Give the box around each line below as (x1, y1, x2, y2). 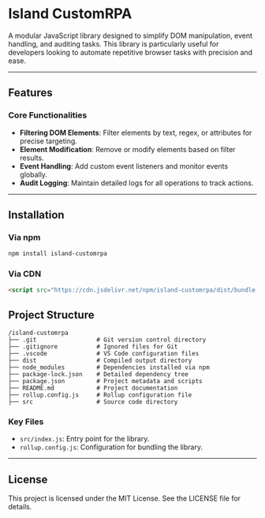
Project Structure (8, 308, 95, 322)
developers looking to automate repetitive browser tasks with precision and (8, 47, 253, 57)
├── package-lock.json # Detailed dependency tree (8, 371, 189, 378)
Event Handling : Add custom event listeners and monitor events (19, 161, 229, 170)
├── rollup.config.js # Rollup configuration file (8, 391, 192, 399)
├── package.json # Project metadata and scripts (8, 378, 203, 386)
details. (8, 502, 32, 512)
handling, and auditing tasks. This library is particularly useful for (8, 39, 219, 48)
